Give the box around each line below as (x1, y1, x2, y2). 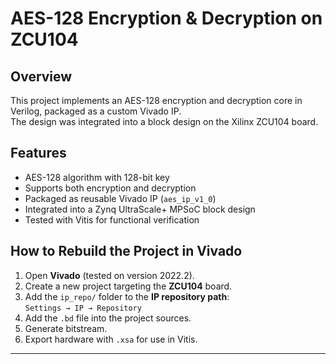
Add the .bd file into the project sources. (24, 312, 192, 324)
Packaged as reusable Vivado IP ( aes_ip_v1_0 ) (24, 192, 217, 204)
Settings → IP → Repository (24, 303, 142, 313)
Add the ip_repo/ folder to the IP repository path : (24, 290, 230, 302)
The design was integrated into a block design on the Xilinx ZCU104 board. (10, 116, 319, 127)
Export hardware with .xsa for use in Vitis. (24, 333, 198, 345)
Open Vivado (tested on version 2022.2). (24, 269, 195, 281)
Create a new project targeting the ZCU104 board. (24, 280, 233, 292)
